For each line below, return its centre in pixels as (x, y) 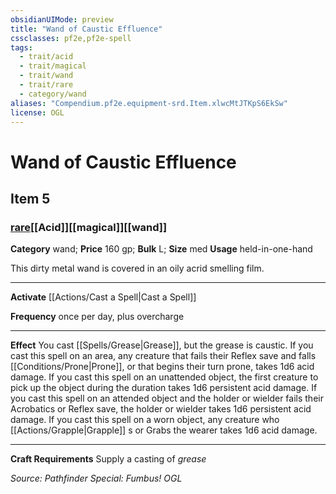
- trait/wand (46, 76)
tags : (21, 47)
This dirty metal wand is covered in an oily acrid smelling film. (137, 268)
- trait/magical (53, 66)
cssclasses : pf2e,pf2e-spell (71, 38)
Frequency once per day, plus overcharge (97, 317)
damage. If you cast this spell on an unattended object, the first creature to (164, 377)
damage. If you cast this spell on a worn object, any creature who (145, 420)
